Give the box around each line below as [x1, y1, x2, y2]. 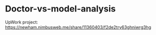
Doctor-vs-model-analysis [5, 3, 116, 14]
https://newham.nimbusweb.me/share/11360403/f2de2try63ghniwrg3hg [5, 24, 152, 30]
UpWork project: [5, 19, 38, 25]
